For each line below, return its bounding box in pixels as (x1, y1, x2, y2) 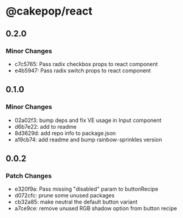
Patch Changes (5, 171, 52, 180)
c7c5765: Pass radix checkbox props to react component (14, 60, 158, 67)
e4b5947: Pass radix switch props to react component (14, 67, 151, 74)
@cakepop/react (5, 4, 92, 18)
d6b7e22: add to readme (14, 123, 77, 130)
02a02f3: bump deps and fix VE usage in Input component (14, 117, 162, 124)
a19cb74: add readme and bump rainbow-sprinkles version (14, 135, 162, 143)
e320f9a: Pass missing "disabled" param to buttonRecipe (14, 185, 159, 192)
